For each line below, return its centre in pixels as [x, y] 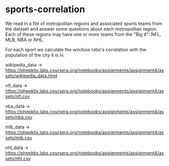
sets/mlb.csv [19, 137]
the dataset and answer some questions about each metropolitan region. [81, 29]
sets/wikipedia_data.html [31, 75]
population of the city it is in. [35, 55]
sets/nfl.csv [18, 96]
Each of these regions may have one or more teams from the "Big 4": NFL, [83, 34]
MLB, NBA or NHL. [25, 40]
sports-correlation [45, 9]
